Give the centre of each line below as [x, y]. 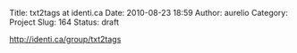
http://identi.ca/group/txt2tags [65, 39]
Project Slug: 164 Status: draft [64, 22]
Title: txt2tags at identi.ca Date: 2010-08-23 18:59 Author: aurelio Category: [149, 13]
